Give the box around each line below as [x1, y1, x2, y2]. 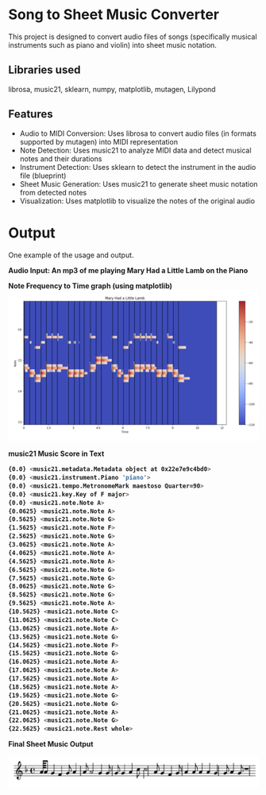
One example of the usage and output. [8, 250, 134, 260]
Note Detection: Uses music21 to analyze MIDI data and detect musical [19, 145, 252, 155]
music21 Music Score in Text [8, 449, 105, 458]
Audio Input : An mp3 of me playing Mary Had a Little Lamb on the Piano [8, 265, 249, 275]
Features [8, 107, 53, 121]
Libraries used [8, 64, 81, 77]
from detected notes [19, 187, 87, 197]
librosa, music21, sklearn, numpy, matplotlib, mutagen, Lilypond [8, 84, 216, 94]
